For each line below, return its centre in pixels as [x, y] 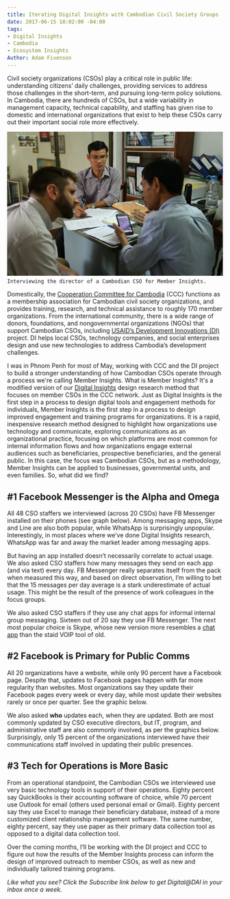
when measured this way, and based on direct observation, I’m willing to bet [114, 578]
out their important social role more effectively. [73, 122]
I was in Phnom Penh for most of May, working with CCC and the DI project [113, 366]
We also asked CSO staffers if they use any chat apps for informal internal [111, 613]
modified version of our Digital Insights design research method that [103, 388]
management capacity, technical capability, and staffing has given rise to [110, 107]
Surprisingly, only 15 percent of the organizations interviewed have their [108, 737]
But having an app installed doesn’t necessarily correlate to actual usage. [111, 556]
